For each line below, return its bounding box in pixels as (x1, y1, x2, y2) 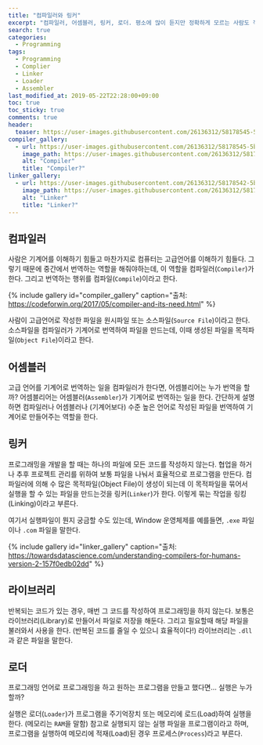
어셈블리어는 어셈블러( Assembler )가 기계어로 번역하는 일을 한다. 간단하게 (19, 393, 241, 402)
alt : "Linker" (22, 194, 68, 202)
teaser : (15, 128, 41, 136)
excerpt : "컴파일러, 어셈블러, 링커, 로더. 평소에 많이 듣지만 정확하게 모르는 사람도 (8, 19, 250, 27)
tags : (8, 48, 26, 56)
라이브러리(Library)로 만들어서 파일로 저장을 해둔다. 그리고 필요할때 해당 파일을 (8, 616, 249, 625)
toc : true (8, 99, 41, 107)
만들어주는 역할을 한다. (28, 412, 99, 421)
